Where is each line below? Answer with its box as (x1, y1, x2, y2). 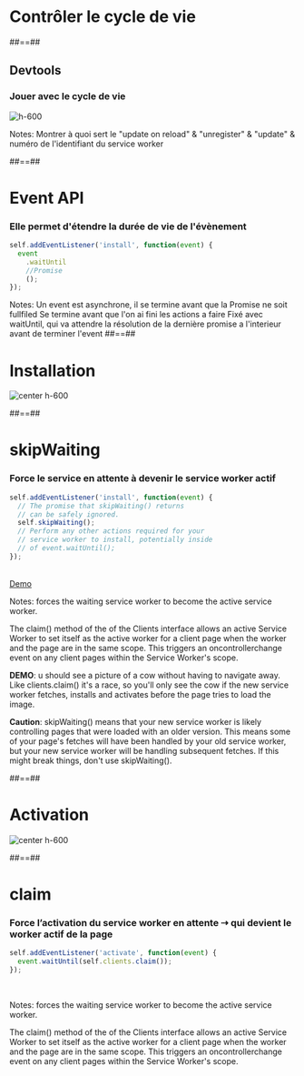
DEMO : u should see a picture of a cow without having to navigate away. (9, 669, 281, 680)
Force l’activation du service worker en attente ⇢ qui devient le (9, 916, 292, 929)
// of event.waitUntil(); (17, 544, 116, 553)
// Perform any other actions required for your (17, 527, 205, 536)
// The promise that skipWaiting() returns (17, 501, 184, 510)
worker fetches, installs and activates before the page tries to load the (9, 689, 271, 699)
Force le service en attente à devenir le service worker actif (9, 472, 277, 485)
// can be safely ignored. (17, 509, 120, 519)
